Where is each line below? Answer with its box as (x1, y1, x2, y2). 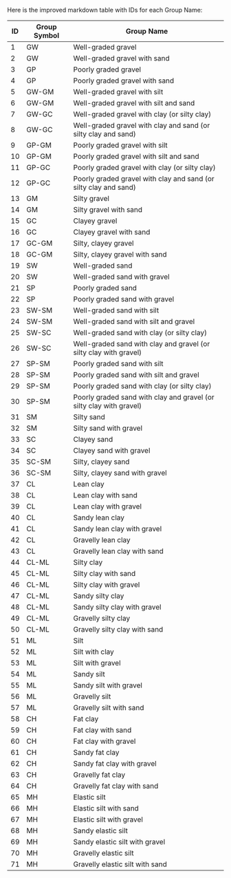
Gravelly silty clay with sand (73, 625, 164, 634)
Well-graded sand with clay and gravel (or (73, 339, 210, 348)
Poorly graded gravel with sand (73, 76, 175, 85)
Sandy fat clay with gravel (73, 759, 157, 768)
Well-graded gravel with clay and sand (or (73, 120, 210, 130)
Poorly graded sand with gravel (73, 295, 175, 303)
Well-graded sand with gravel (73, 272, 170, 281)
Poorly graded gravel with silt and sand (73, 151, 199, 161)
